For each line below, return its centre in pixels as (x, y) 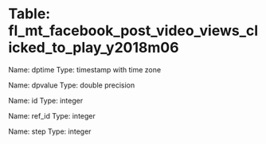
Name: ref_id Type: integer (52, 115)
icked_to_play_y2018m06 (94, 48)
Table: (29, 14)
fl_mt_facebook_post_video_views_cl (133, 31)
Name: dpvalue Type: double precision (72, 85)
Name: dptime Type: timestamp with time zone (85, 69)
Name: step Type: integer (50, 131)
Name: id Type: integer (46, 100)
